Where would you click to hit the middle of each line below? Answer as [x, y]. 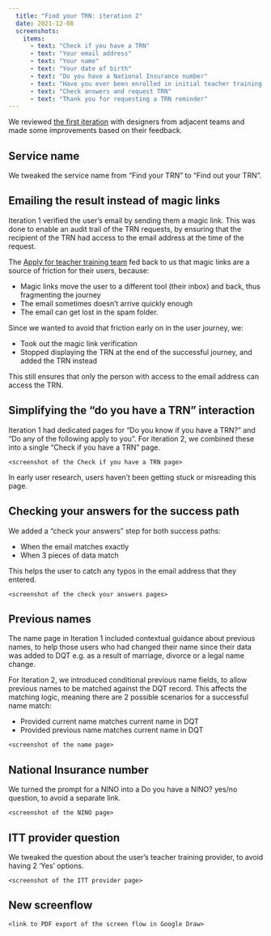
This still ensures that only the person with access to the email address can [134, 376]
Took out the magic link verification [78, 343]
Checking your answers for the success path [124, 511]
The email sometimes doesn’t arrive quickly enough [106, 303]
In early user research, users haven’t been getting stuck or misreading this [132, 477]
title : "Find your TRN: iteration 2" [79, 16]
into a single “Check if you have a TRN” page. [85, 447]
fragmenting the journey [60, 295]
